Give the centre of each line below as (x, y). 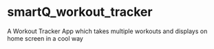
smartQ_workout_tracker (80, 12)
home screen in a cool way (45, 38)
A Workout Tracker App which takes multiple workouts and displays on (107, 31)
